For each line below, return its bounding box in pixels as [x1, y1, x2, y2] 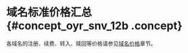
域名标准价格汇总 [6, 5, 93, 19]
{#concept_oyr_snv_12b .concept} [6, 19, 183, 33]
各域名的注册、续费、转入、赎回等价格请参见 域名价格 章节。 [6, 40, 156, 47]
